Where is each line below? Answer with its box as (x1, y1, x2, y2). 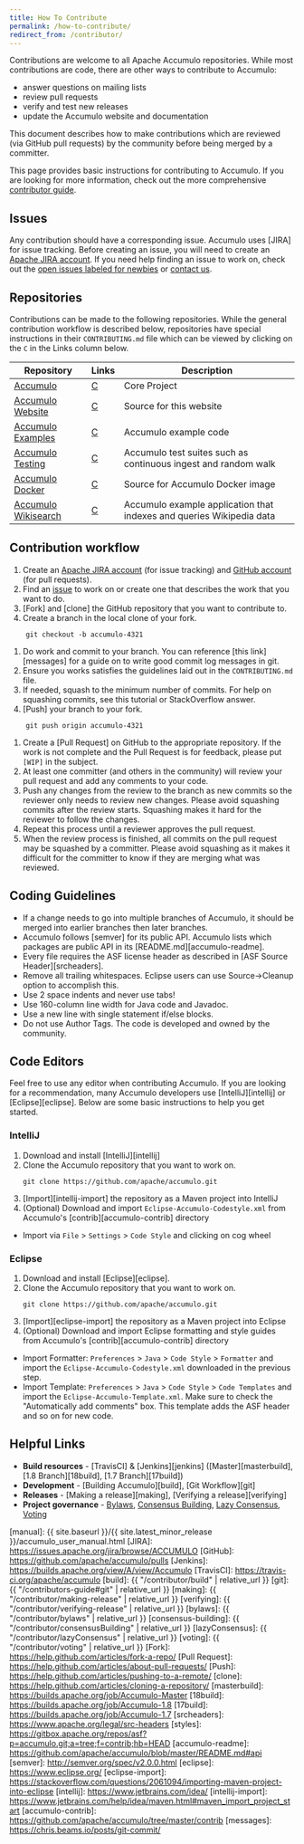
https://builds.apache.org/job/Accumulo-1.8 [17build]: (9, 1699, 208, 1710)
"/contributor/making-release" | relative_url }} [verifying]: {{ (9, 1593, 231, 1604)
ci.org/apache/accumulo (9, 1574, 101, 1585)
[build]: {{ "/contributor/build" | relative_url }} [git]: (102, 1574, 290, 1585)
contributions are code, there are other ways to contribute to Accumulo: (9, 64, 278, 75)
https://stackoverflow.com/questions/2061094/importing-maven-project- (9, 1776, 282, 1787)
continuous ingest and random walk (123, 458, 276, 470)
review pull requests (22, 91, 99, 102)
